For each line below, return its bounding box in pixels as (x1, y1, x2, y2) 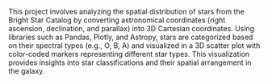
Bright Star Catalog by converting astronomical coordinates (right (8, 15, 226, 25)
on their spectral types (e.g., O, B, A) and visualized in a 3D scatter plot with (8, 41, 261, 50)
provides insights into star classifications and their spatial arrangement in (8, 58, 252, 67)
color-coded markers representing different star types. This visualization (8, 50, 250, 58)
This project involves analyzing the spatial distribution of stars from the (8, 7, 245, 16)
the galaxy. (8, 66, 45, 75)
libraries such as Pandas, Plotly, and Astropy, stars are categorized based (8, 32, 253, 42)
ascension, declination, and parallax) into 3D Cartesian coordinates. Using (8, 24, 255, 33)
